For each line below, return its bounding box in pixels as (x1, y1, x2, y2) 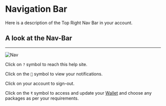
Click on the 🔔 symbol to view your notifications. (5, 71, 103, 77)
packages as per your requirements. (5, 95, 79, 101)
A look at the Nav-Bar (5, 34, 73, 42)
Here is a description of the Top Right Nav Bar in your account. (5, 20, 133, 26)
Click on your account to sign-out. (5, 80, 75, 86)
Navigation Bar (5, 3, 68, 15)
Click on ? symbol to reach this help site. (5, 61, 87, 67)
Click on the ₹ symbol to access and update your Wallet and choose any (5, 90, 152, 96)
